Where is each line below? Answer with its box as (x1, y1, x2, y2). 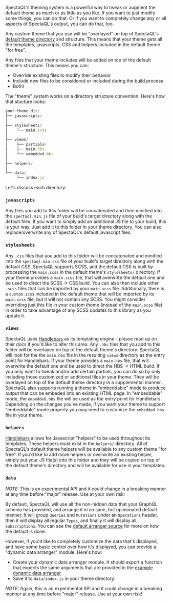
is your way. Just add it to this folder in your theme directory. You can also (5, 224, 162, 230)
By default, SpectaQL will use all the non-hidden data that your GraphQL (5, 501, 158, 507)
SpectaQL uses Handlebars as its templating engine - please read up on (5, 336, 157, 342)
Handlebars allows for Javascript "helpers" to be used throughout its (5, 435, 150, 442)
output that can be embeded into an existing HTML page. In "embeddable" (5, 390, 163, 396)
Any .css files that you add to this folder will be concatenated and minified (5, 252, 162, 258)
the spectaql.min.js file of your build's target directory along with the (5, 213, 153, 219)
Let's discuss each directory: (5, 185, 67, 191)
